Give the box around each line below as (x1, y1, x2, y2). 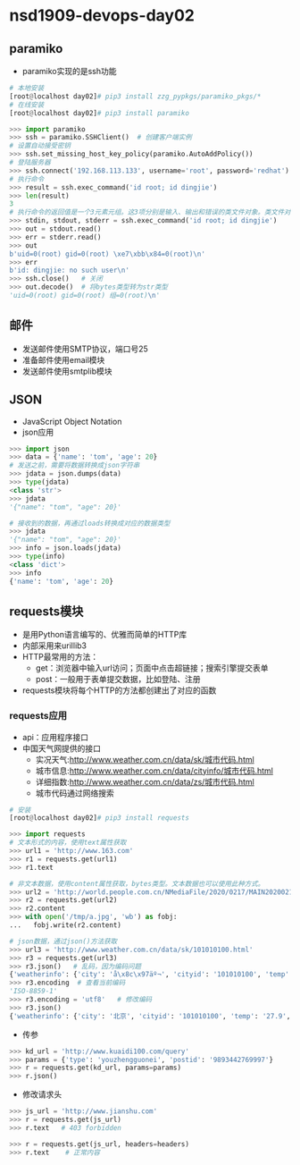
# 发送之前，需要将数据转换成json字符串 (9, 461, 140, 470)
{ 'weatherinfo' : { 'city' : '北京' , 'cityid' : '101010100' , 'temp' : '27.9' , (9, 1011, 291, 1020)
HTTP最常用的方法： (21, 652, 99, 663)
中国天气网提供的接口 (21, 743, 101, 754)
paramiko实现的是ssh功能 (21, 66, 117, 76)
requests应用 (9, 710, 68, 722)
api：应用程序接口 (21, 731, 89, 742)
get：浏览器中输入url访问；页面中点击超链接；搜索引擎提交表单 (35, 663, 270, 673)
